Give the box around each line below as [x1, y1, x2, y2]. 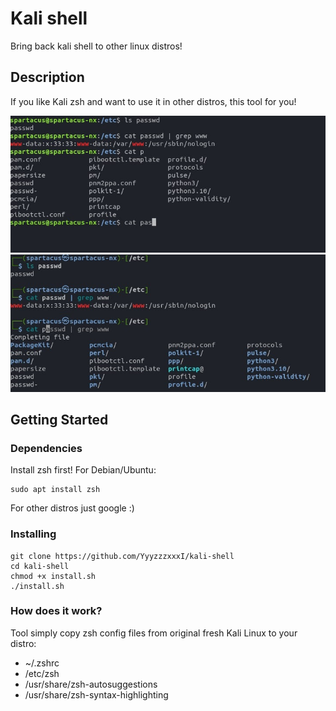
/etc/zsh [24, 667, 60, 679]
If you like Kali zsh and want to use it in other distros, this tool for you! [10, 95, 297, 107]
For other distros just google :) [10, 502, 135, 514]
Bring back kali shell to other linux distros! [10, 40, 183, 52]
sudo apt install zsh [10, 485, 101, 495]
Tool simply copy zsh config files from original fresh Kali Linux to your [10, 627, 298, 639]
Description [10, 69, 85, 86]
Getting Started [10, 411, 109, 428]
